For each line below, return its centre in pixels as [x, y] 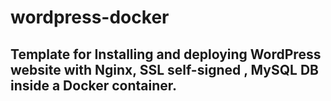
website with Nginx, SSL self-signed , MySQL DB [164, 69]
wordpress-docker [90, 17]
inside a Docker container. [94, 85]
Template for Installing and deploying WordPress [166, 54]
